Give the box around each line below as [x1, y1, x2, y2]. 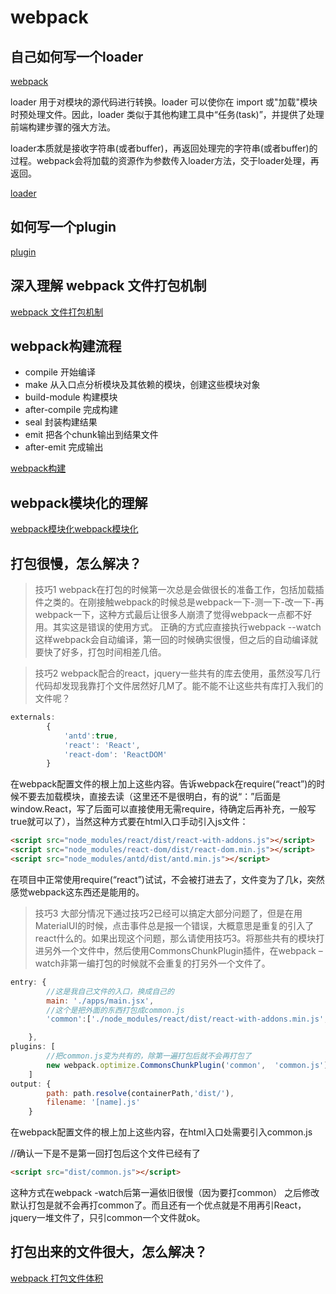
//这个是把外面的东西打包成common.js [46, 1005, 185, 1015]
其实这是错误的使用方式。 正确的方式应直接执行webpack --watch [52, 621, 322, 633]
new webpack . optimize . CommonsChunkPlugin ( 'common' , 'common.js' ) [46, 1060, 329, 1070]
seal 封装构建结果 [24, 416, 98, 428]
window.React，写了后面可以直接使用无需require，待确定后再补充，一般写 [10, 803, 317, 815]
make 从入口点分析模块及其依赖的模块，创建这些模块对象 [24, 379, 261, 391]
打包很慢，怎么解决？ [10, 555, 142, 572]
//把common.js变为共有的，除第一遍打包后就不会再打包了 [46, 1051, 252, 1061]
